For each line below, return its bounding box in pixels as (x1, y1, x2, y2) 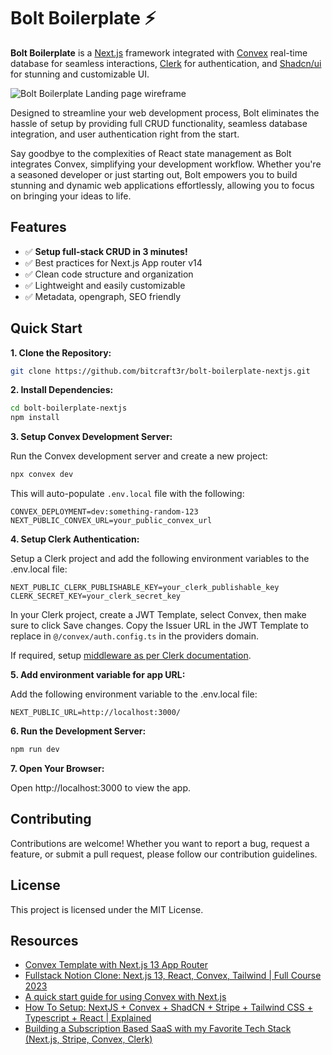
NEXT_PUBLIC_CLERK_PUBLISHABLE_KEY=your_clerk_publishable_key (10, 583, 280, 593)
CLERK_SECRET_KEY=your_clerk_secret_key (10, 591, 182, 602)
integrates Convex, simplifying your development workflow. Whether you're (10, 158, 322, 170)
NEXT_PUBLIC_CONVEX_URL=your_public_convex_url (10, 516, 213, 526)
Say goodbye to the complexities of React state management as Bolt (10, 147, 292, 159)
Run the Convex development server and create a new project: (10, 450, 268, 462)
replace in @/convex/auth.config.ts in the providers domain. (10, 630, 259, 642)
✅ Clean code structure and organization (24, 268, 194, 280)
